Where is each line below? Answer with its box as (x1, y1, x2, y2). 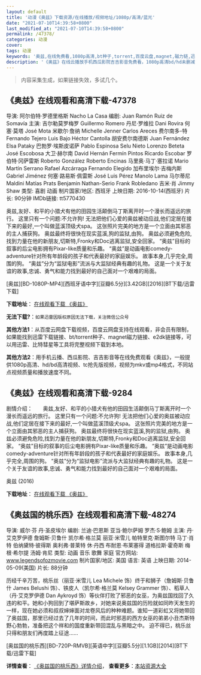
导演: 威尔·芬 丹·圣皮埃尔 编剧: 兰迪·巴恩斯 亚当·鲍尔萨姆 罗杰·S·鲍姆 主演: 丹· (6, 526, 194, 534)
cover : (6, 43, 23, 49)
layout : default (6, 8, 47, 15)
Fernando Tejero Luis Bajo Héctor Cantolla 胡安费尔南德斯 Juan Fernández (6, 135, 190, 142)
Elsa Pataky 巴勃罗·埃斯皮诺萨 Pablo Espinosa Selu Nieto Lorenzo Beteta (6, 142, 185, 150)
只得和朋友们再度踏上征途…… (6, 629, 79, 636)
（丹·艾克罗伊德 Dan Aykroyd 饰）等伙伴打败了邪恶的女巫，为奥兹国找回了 (6, 592, 189, 599)
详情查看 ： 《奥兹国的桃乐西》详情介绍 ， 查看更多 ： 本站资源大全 (6, 662, 166, 669)
